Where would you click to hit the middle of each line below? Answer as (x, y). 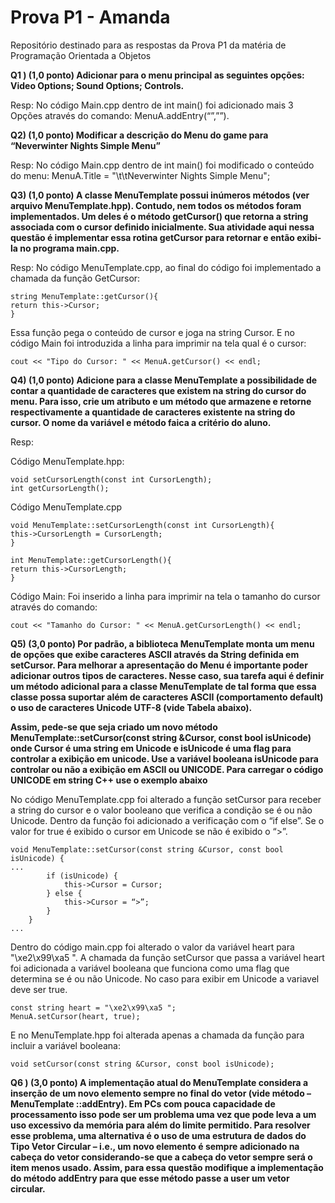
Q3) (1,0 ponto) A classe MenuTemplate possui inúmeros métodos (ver (160, 195)
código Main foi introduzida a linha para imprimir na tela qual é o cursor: (158, 343)
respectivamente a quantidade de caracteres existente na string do (153, 412)
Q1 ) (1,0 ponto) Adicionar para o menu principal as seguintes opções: (157, 75)
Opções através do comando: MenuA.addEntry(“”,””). (120, 115)
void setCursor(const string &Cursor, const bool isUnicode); (142, 1064)
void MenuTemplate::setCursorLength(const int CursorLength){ (142, 525)
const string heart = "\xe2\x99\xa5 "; (93, 1007)
